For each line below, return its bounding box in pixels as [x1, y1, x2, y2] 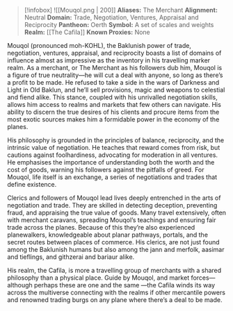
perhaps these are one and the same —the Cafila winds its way [33, 281, 216, 289]
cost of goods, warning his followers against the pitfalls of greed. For [7, 166, 204, 174]
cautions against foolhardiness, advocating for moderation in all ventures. [7, 151, 218, 159]
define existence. [7, 180, 57, 188]
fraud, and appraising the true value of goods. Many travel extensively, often [7, 208, 227, 217]
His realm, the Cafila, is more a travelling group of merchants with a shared [7, 267, 222, 274]
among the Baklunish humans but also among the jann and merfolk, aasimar [7, 246, 225, 253]
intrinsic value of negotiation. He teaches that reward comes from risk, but [7, 144, 220, 151]
